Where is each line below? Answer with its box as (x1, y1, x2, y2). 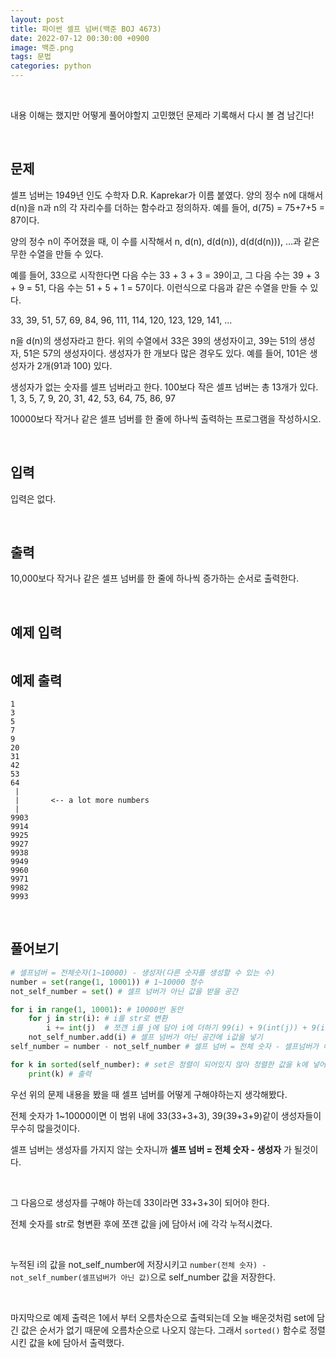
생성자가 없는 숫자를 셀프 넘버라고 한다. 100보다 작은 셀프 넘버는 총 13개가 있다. (10, 381, 319, 393)
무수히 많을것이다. (10, 1122, 81, 1134)
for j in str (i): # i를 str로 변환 (28, 1014, 168, 1024)
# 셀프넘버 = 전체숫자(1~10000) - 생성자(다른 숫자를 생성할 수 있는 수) (10, 967, 276, 978)
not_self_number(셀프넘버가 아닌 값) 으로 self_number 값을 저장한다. (10, 1271, 277, 1283)
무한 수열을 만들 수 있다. (10, 247, 104, 260)
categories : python (10, 61, 92, 71)
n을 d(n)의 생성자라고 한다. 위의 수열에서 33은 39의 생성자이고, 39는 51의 (10, 334, 297, 346)
